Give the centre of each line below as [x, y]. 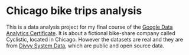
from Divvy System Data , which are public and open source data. [85, 46]
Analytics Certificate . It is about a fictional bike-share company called [91, 33]
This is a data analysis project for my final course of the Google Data [89, 27]
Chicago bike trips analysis [74, 11]
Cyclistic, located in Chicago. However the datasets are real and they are [94, 39]
